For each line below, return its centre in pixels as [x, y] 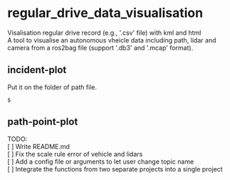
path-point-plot [43, 122]
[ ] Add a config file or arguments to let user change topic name [101, 162]
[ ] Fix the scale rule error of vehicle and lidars [75, 154]
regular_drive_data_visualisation [105, 13]
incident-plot [37, 70]
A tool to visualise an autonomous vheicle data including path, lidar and [112, 40]
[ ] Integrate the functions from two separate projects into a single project [115, 169]
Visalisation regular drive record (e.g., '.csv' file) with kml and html [104, 33]
